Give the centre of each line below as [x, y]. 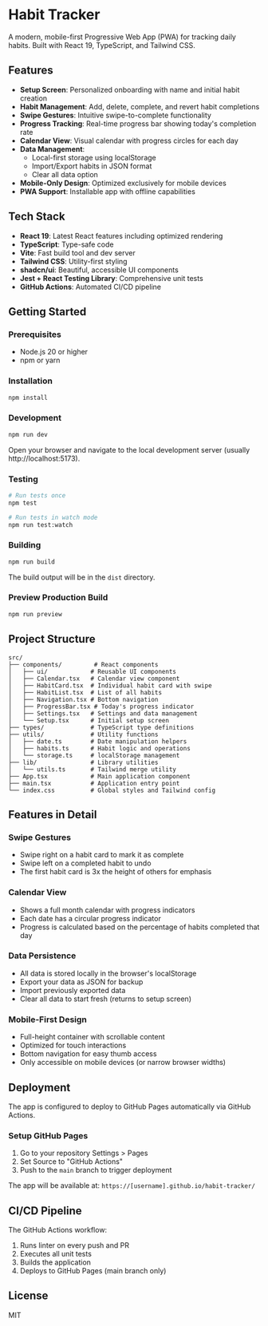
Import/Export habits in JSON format [92, 166]
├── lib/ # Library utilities [83, 762]
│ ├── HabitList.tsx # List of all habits [85, 692]
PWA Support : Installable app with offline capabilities [107, 191]
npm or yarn [40, 360]
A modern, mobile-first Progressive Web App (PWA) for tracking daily [122, 37]
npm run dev [28, 434]
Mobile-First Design [48, 1019]
